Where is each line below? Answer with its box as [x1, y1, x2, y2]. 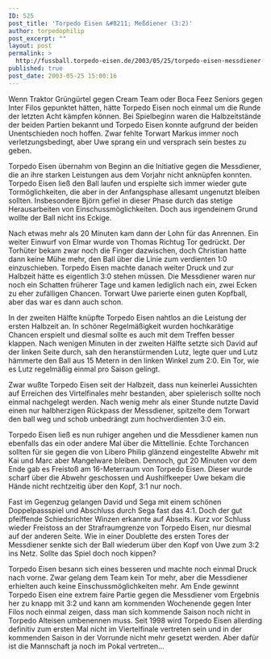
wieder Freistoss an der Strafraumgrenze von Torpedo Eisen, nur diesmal [8, 523, 252, 532]
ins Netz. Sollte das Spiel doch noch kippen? [8, 548, 156, 558]
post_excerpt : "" [8, 34, 67, 43]
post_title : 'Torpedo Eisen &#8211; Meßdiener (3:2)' [8, 19, 194, 27]
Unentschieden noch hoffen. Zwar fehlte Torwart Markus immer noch [8, 128, 240, 138]
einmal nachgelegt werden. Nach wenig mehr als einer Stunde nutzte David [8, 397, 260, 406]
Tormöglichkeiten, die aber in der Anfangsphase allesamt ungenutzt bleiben [8, 187, 261, 196]
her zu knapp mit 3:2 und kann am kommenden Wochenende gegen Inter [8, 598, 252, 608]
